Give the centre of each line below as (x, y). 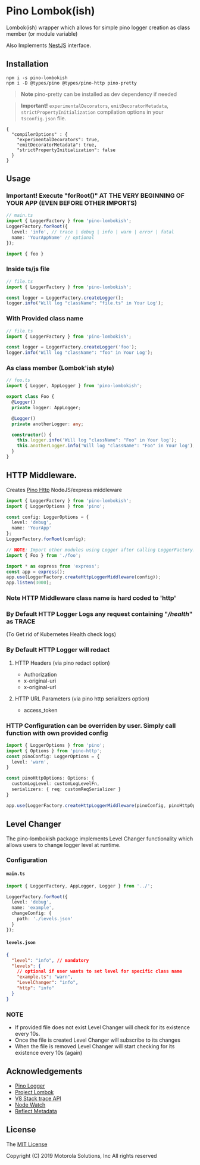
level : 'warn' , (30, 762)
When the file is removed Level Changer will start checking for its (95, 1046)
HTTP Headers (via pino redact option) (62, 663)
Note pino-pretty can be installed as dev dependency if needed (99, 94)
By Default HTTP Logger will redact (58, 650)
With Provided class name (45, 319)
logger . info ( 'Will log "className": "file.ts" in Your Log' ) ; (85, 303)
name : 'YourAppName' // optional (53, 237)
